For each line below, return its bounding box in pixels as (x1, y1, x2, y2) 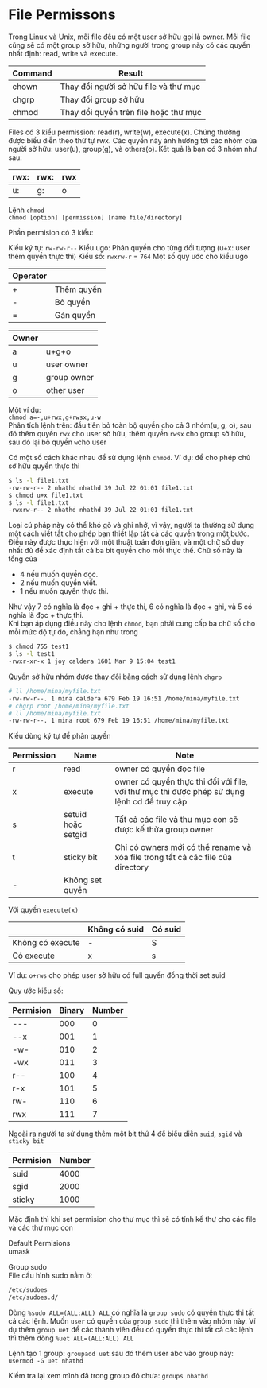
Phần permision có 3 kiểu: (8, 227, 94, 237)
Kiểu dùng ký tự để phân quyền (8, 731, 111, 741)
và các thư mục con (8, 1223, 74, 1233)
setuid (63, 809, 87, 820)
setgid (63, 829, 87, 840)
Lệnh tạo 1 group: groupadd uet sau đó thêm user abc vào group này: (8, 1349, 234, 1359)
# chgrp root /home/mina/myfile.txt (8, 702, 130, 710)
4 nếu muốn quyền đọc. (19, 570, 99, 580)
